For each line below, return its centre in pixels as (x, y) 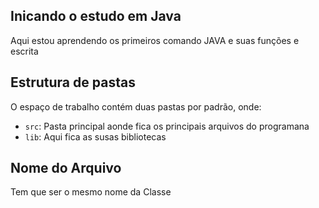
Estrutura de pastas (73, 82)
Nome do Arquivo (66, 168)
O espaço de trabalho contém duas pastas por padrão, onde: (136, 106)
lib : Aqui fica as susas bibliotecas (95, 136)
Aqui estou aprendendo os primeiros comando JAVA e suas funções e (155, 40)
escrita (24, 51)
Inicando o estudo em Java (96, 16)
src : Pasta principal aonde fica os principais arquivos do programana (167, 126)
